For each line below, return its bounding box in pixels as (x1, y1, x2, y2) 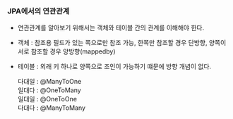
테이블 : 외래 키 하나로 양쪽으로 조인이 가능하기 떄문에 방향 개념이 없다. (17, 62, 212, 71)
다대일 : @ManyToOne (17, 77, 82, 86)
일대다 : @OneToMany (17, 86, 81, 94)
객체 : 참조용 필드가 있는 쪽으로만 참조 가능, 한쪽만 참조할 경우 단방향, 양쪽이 (17, 39, 227, 47)
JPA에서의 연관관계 (7, 6, 70, 15)
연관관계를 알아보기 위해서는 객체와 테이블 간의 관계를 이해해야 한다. (17, 23, 205, 32)
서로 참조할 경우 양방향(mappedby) (17, 47, 116, 56)
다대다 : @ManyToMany (17, 104, 86, 112)
